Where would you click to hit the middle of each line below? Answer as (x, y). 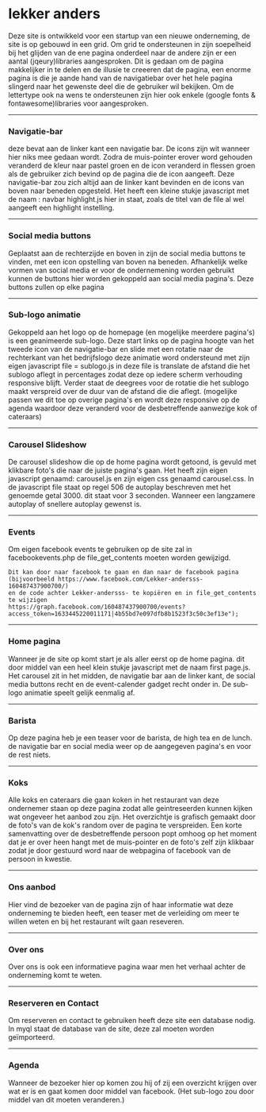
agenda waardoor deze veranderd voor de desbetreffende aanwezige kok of (133, 408)
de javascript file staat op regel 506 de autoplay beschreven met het (120, 487)
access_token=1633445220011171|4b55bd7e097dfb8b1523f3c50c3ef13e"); (123, 614)
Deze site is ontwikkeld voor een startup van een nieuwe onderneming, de (129, 36)
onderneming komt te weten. (55, 975)
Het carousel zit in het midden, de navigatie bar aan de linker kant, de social (132, 675)
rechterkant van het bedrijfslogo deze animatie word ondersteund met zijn (129, 357)
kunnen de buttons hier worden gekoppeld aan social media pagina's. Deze (131, 278)
